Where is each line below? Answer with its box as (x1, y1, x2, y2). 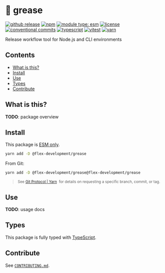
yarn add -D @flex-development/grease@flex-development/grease (5, 170, 141, 175)
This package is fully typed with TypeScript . (5, 234, 97, 240)
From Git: (5, 161, 24, 167)
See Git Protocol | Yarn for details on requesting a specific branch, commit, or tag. (17, 179, 160, 184)
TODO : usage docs (5, 206, 45, 212)
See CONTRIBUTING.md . (5, 262, 50, 268)
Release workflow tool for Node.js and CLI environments (5, 36, 122, 42)
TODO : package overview (5, 113, 59, 120)
